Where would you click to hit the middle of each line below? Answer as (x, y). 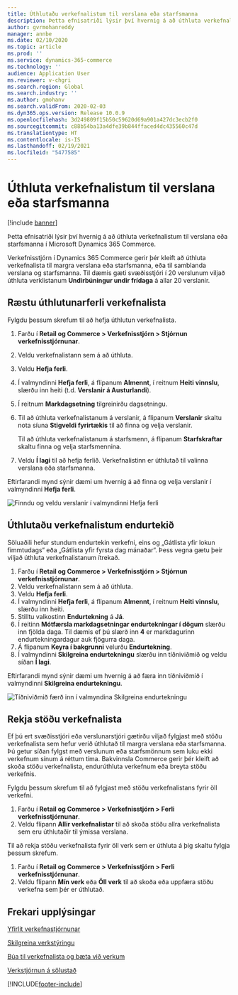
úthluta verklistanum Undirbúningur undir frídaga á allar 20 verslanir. (109, 280)
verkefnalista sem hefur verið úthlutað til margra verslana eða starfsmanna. (117, 744)
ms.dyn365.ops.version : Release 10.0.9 (66, 113)
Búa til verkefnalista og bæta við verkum (66, 957)
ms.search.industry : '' (42, 93)
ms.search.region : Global (45, 87)
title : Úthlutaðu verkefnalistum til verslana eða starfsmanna (103, 14)
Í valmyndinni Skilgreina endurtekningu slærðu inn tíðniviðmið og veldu (122, 654)
